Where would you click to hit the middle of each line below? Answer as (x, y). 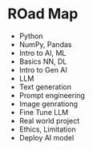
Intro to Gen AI (43, 69)
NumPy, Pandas (45, 44)
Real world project (49, 120)
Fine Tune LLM (44, 112)
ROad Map (43, 14)
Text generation (45, 87)
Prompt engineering (52, 95)
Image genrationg (48, 104)
